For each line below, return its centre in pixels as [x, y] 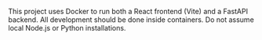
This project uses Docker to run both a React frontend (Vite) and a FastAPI [128, 11]
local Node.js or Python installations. [67, 28]
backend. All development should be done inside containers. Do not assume [131, 20]
